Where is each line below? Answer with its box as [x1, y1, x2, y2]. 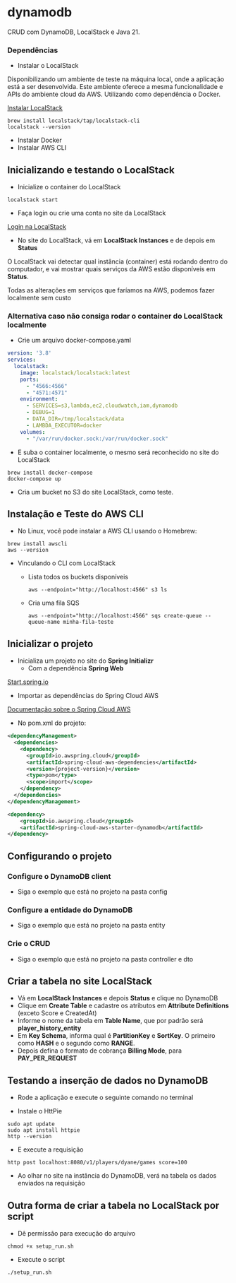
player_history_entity [17, 1024, 82, 1032]
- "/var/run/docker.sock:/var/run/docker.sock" [25, 435, 169, 442]
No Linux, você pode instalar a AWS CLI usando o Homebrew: [17, 527, 197, 536]
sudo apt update [7, 1121, 55, 1128]
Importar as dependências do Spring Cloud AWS [17, 692, 159, 700]
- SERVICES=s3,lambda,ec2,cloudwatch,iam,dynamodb [25, 402, 178, 410]
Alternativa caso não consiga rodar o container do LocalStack [7, 311, 223, 321]
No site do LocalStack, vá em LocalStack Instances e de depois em [17, 236, 216, 244]
